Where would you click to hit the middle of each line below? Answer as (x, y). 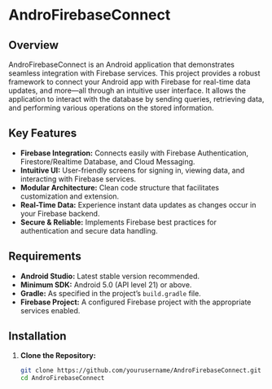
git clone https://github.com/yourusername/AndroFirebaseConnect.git (141, 371)
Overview (34, 45)
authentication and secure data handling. (89, 230)
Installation (37, 337)
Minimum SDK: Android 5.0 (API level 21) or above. (106, 284)
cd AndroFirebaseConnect (62, 378)
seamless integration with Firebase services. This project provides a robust (134, 73)
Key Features (43, 133)
